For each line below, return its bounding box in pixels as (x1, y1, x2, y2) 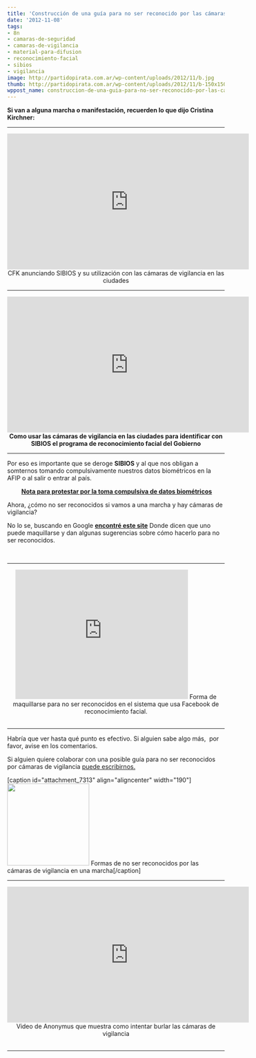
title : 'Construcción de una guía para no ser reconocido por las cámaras (7, 10, 227, 17)
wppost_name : (7, 87, 45, 94)
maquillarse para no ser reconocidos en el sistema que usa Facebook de (12, 700, 219, 708)
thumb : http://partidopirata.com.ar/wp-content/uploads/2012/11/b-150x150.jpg (7, 81, 239, 88)
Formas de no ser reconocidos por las (90, 859, 199, 868)
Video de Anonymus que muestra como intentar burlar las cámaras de (16, 1022, 216, 1030)
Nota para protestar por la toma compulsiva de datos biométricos (21, 487, 213, 496)
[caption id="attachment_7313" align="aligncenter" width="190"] (7, 776, 192, 784)
